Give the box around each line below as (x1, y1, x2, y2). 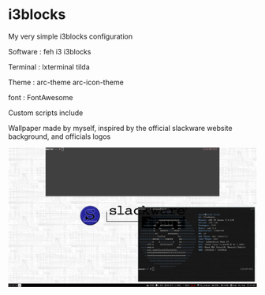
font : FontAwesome (8, 92, 73, 102)
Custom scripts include (8, 108, 84, 118)
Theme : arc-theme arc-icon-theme (8, 77, 124, 87)
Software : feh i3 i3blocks (8, 47, 91, 56)
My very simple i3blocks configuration (8, 32, 132, 41)
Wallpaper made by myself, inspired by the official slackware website (8, 123, 233, 133)
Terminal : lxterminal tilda (8, 62, 90, 72)
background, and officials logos (8, 132, 111, 141)
